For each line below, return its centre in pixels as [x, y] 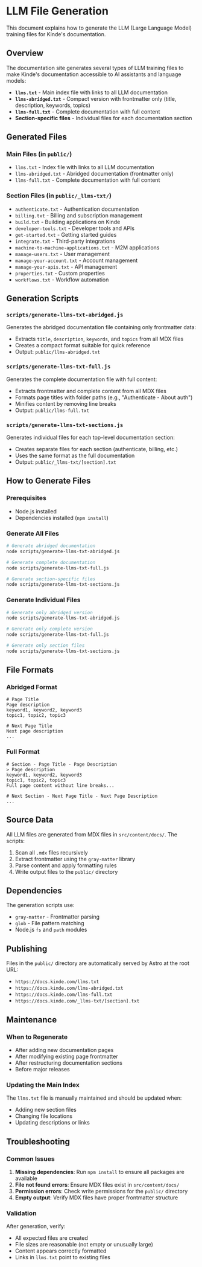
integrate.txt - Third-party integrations [65, 241]
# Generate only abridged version [50, 612]
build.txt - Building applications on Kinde [68, 222]
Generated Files [37, 137]
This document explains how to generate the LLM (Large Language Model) [99, 28]
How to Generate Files [49, 481]
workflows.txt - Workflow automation [62, 280]
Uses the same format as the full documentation [75, 456]
